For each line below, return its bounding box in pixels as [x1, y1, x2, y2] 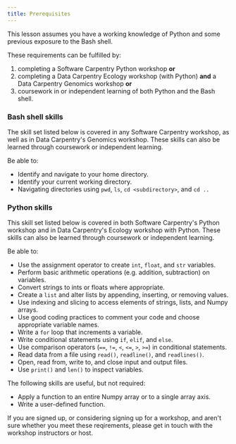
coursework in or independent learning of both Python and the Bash [17, 87, 216, 95]
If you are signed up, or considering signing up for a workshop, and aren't [7, 414, 222, 422]
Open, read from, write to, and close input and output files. [17, 358, 188, 367]
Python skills [7, 202, 53, 212]
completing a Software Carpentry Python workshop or [17, 64, 176, 72]
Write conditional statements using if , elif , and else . [17, 336, 173, 344]
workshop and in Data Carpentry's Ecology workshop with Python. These [7, 226, 221, 234]
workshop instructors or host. [7, 429, 94, 437]
